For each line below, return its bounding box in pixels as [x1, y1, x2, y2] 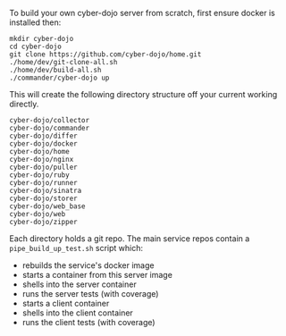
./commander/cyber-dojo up [9, 73, 110, 82]
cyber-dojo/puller [9, 163, 78, 172]
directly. [9, 98, 39, 109]
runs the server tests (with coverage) [21, 289, 159, 298]
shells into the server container [21, 279, 137, 290]
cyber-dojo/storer [9, 194, 78, 203]
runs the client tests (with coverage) [21, 317, 156, 327]
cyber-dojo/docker [9, 139, 78, 148]
